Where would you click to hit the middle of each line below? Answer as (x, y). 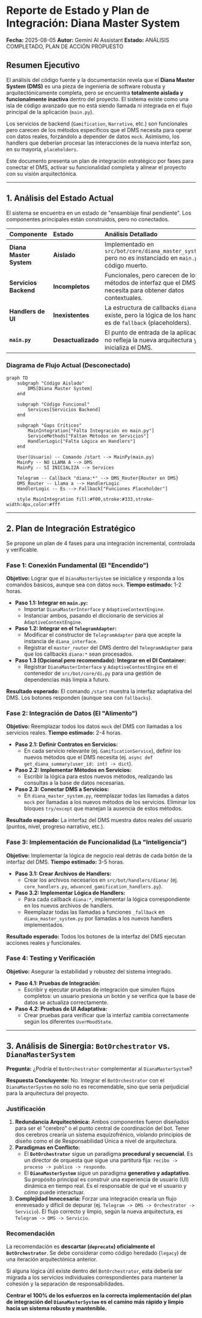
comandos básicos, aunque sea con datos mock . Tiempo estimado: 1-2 (94, 585)
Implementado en (129, 244)
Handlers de (27, 311)
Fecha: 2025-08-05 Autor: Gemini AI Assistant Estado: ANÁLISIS (88, 40)
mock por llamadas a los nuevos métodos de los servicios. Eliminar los (110, 802)
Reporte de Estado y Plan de (78, 11)
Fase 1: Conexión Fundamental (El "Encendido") (78, 565)
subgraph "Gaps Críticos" (50, 425)
